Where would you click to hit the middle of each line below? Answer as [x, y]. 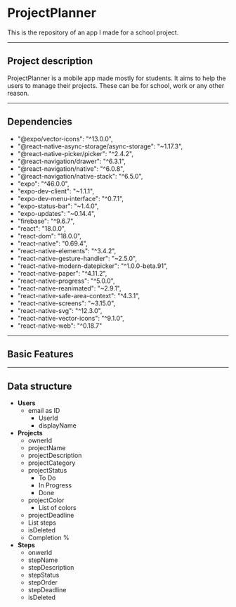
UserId [48, 418]
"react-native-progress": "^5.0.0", [66, 281]
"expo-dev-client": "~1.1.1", [56, 191]
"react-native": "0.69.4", [52, 243]
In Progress [55, 485]
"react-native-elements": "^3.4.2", [67, 250]
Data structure [40, 386]
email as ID [44, 411]
